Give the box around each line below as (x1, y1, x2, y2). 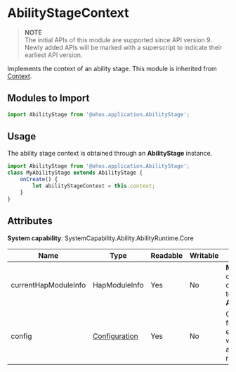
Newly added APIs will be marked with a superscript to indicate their (24, 43, 223, 51)
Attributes (7, 215, 53, 227)
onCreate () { (20, 176, 58, 183)
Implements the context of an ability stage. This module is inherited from (7, 64, 218, 73)
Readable (150, 250, 183, 260)
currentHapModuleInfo (11, 280, 86, 290)
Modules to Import (7, 92, 90, 104)
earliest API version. (24, 51, 83, 59)
